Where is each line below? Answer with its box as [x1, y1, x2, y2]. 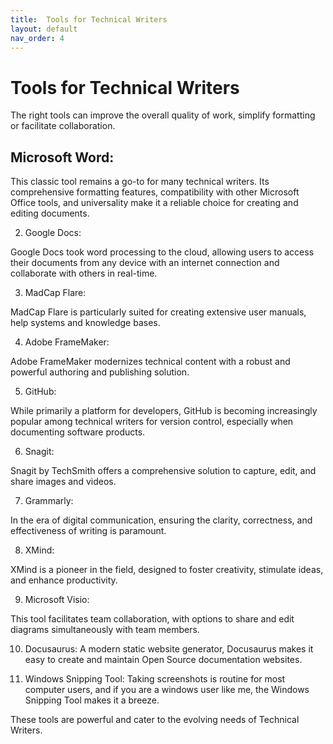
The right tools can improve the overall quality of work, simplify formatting [10, 109, 316, 121]
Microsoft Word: [10, 149, 115, 166]
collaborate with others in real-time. [10, 267, 158, 280]
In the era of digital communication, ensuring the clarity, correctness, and [10, 514, 313, 526]
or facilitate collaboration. [10, 120, 116, 132]
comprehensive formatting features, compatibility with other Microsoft [10, 186, 300, 198]
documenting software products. [10, 426, 146, 438]
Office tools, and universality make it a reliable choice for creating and [10, 197, 299, 209]
